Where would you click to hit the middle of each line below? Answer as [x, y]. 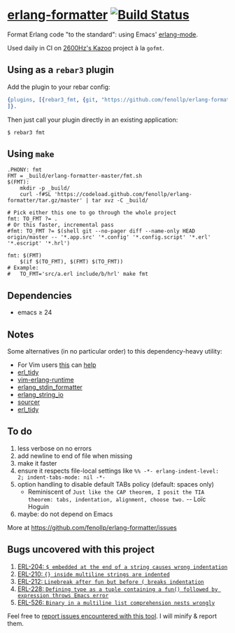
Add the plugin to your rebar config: [59, 87]
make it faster [37, 463]
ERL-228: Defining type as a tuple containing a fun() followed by [117, 589]
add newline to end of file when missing [75, 456]
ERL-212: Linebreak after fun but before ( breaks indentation [111, 581]
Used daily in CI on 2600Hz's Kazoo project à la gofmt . [86, 48]
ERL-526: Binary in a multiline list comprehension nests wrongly [116, 602]
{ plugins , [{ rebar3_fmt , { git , [53, 99]
